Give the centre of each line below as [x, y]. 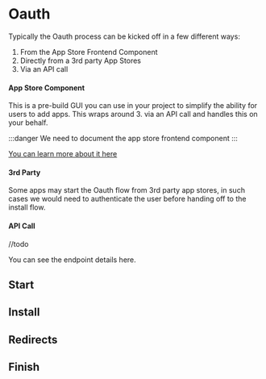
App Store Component [47, 87]
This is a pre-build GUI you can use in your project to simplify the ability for [133, 106]
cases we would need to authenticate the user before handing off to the [127, 199]
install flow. [27, 207]
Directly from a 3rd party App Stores [81, 60]
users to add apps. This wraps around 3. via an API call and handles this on [133, 115]
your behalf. [28, 123]
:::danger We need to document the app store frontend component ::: [123, 139]
